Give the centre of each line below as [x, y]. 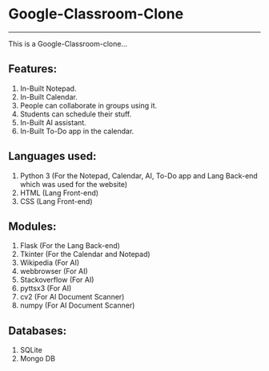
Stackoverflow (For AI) [57, 280]
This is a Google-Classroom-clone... [68, 43]
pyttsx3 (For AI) [46, 288]
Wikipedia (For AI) [50, 263]
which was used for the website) [74, 184]
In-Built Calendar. [48, 96]
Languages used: [52, 156]
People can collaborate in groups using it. [88, 105]
